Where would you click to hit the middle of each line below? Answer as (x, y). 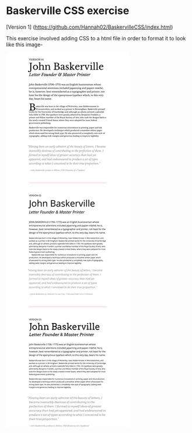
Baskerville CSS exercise (68, 11)
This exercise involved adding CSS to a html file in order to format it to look (96, 38)
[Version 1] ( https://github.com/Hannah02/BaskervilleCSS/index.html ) (90, 27)
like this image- (25, 44)
